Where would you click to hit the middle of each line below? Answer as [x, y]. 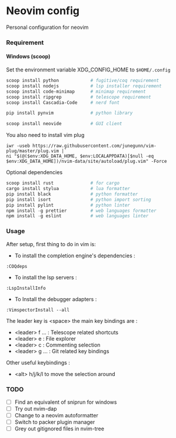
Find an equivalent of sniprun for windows [66, 402]
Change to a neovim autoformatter [56, 416]
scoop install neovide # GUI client [64, 124]
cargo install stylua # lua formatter [68, 189]
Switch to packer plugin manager [55, 422]
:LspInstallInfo [26, 288]
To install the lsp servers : [46, 277]
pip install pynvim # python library [69, 113]
